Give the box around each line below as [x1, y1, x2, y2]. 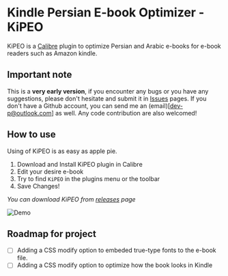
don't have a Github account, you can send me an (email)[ [7, 101, 171, 110]
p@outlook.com [7, 109, 52, 117]
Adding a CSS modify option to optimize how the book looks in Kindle [16, 261, 213, 269]
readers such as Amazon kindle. [7, 49, 98, 57]
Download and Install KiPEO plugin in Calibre [16, 160, 143, 168]
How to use [7, 128, 56, 141]
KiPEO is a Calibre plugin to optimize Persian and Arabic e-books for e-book [7, 42, 222, 50]
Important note [7, 69, 72, 81]
